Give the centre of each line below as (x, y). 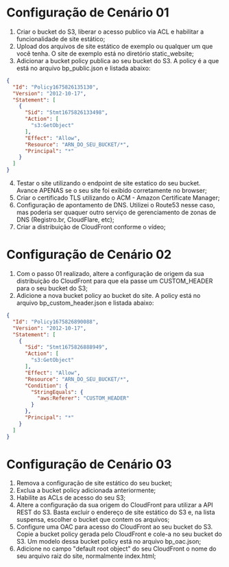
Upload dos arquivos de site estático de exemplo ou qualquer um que (114, 46)
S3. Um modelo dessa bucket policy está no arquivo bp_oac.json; (109, 542)
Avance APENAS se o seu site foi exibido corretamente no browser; (111, 191)
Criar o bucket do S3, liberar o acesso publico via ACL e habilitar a (110, 32)
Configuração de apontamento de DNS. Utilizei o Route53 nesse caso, (116, 205)
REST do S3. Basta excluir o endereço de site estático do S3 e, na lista (116, 512)
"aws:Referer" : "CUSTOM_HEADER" (83, 398)
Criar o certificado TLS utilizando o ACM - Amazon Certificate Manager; (118, 198)
